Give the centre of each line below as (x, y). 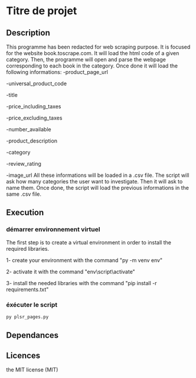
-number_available (29, 129)
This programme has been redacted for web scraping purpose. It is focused (98, 47)
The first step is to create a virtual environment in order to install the (89, 242)
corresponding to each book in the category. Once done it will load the (92, 66)
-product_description (32, 141)
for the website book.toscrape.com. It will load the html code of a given (93, 53)
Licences (23, 355)
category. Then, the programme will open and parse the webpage (86, 59)
